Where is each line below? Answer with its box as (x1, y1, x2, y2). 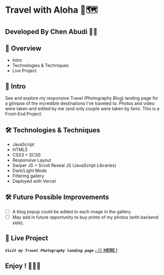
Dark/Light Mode (12, 168, 47, 174)
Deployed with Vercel (12, 178, 56, 184)
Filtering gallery (12, 173, 44, 179)
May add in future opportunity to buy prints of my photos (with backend (12, 214, 159, 220)
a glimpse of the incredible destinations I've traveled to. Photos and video (5, 100, 155, 107)
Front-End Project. (5, 111, 43, 117)
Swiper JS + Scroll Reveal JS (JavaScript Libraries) (12, 162, 117, 168)
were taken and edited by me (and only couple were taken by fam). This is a (5, 106, 160, 112)
